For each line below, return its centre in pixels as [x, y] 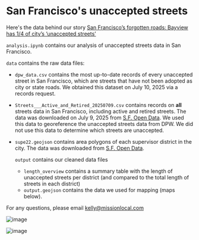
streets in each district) [52, 184]
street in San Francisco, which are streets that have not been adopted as [104, 81]
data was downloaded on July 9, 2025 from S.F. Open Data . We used [99, 118]
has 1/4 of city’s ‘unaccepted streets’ [51, 33]
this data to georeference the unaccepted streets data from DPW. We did [104, 124]
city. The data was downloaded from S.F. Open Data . [79, 148]
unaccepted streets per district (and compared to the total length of [106, 177]
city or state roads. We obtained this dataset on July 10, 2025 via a [96, 87]
